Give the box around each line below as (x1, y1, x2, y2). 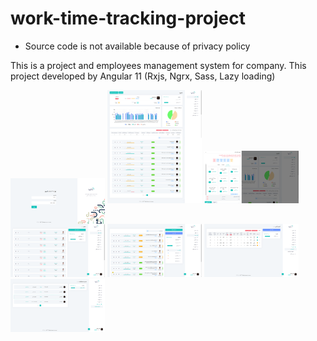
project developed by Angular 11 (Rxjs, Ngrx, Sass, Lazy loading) (10, 70, 276, 82)
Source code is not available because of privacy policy (24, 40, 251, 52)
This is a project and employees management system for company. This (10, 59, 307, 71)
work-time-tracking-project (10, 7, 246, 30)
